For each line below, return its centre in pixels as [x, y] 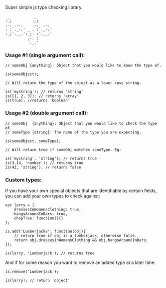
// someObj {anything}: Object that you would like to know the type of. [83, 65]
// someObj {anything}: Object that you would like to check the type [81, 123]
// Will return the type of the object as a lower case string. [73, 83]
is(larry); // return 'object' [38, 280]
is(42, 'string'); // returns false [43, 167]
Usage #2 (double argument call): [47, 113]
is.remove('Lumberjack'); [32, 271]
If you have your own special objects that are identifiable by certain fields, [81, 190]
